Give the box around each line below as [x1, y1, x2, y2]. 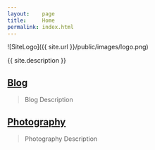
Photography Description [24, 135, 98, 143]
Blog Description [24, 96, 73, 104]
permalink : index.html [7, 23, 74, 30]
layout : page [7, 10, 55, 18]
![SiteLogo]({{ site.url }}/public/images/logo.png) [7, 43, 149, 51]
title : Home [7, 17, 55, 24]
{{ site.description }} [7, 56, 67, 65]
